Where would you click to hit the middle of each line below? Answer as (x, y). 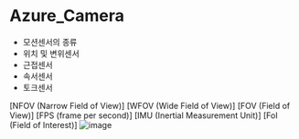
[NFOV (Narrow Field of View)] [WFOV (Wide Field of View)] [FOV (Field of (150, 105)
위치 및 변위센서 (51, 53)
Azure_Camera (67, 16)
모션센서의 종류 (50, 42)
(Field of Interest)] (43, 124)
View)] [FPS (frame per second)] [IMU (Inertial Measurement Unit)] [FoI (144, 115)
